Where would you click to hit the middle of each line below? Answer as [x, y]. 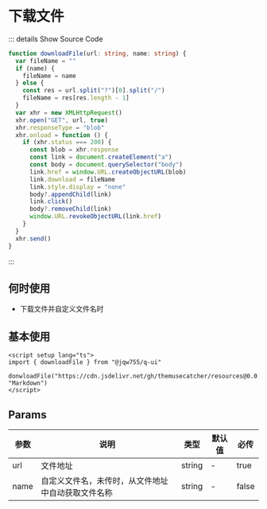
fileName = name [50, 76]
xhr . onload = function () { [62, 135]
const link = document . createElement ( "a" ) [101, 157]
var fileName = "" [46, 61]
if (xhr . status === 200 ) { [67, 143]
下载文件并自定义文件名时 [62, 309]
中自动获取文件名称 [77, 493]
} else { [30, 83]
